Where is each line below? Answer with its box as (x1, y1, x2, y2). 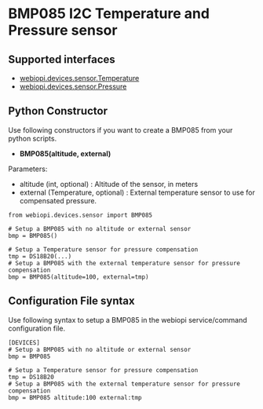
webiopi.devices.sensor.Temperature (19, 74, 140, 82)
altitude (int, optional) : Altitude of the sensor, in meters (19, 179, 199, 188)
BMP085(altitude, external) (19, 148, 111, 158)
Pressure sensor (8, 21, 118, 39)
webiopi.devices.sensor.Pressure (19, 82, 127, 91)
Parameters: (8, 164, 48, 173)
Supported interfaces (8, 53, 115, 66)
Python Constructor (8, 104, 108, 118)
